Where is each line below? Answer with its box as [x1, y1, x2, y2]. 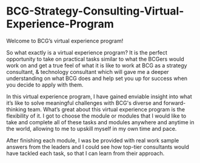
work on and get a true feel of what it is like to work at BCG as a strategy [6, 62, 187, 69]
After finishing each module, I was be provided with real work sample [6, 136, 179, 144]
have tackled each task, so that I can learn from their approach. [6, 150, 165, 157]
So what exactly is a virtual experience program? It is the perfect [6, 48, 168, 56]
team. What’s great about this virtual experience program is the [27, 105, 185, 113]
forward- [163, 99, 186, 107]
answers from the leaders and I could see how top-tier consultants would [6, 143, 190, 150]
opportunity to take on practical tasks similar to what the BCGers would [6, 55, 185, 62]
